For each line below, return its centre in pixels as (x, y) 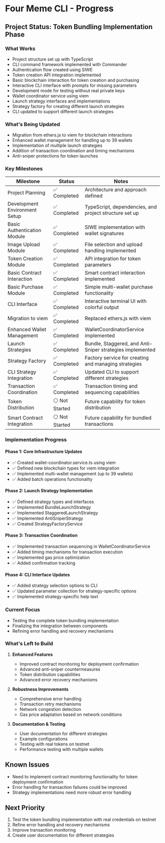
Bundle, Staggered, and (112, 344)
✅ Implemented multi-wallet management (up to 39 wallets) (73, 473)
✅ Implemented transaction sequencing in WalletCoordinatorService (81, 546)
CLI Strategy (22, 372)
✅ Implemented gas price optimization (51, 557)
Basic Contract (25, 273)
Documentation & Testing (39, 724)
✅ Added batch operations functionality (52, 479)
